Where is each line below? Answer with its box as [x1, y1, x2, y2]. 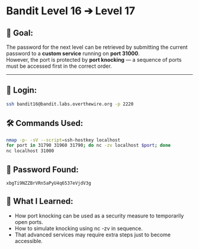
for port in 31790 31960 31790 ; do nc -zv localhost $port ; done [6, 143, 171, 149]
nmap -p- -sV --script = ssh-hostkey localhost [6, 137, 120, 143]
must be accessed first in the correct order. [6, 62, 113, 70]
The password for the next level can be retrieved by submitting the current [6, 43, 188, 51]
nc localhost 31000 [6, 148, 54, 154]
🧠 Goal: [6, 28, 34, 38]
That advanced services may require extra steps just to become [14, 231, 171, 238]
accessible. [14, 237, 43, 244]
